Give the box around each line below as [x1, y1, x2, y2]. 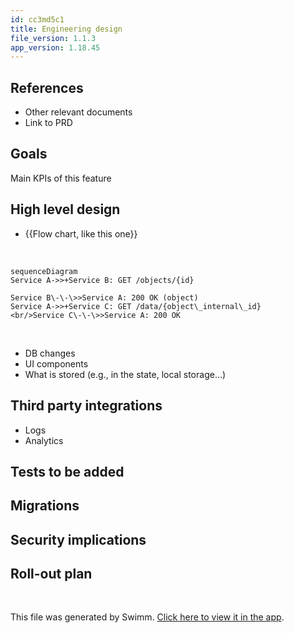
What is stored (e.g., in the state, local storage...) [24, 368, 227, 380]
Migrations [10, 497, 80, 515]
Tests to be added [10, 463, 125, 480]
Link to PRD [24, 117, 73, 129]
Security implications [10, 531, 147, 548]
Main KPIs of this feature [10, 172, 112, 184]
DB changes [24, 347, 76, 359]
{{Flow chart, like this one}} [24, 227, 138, 240]
